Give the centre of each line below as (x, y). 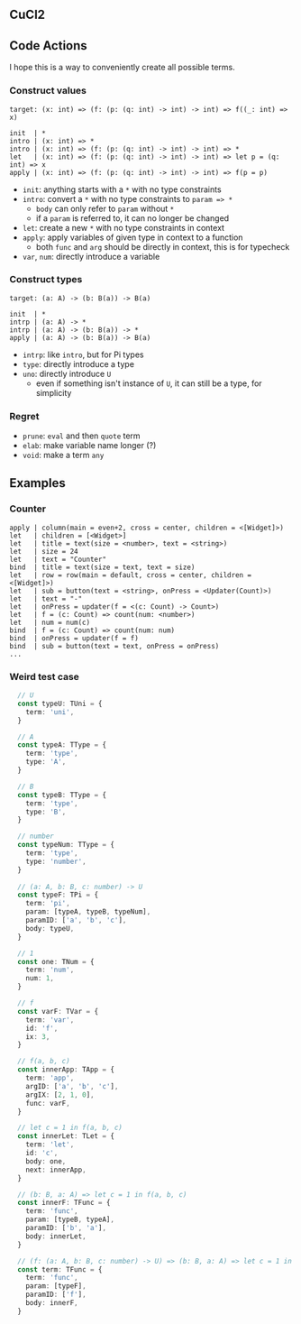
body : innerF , (52, 1303)
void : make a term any (63, 455)
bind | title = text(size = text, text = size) (102, 567)
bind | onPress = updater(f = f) (74, 638)
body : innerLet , (56, 1236)
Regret (24, 416)
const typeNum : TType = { (66, 845)
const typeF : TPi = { (58, 895)
